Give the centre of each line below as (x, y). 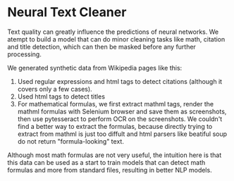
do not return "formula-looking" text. (71, 141)
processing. (25, 54)
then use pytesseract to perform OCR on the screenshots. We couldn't (120, 119)
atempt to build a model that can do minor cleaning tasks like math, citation (116, 39)
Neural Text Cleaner (67, 12)
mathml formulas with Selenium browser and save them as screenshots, (122, 111)
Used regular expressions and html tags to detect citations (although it (120, 81)
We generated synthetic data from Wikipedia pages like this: (95, 68)
